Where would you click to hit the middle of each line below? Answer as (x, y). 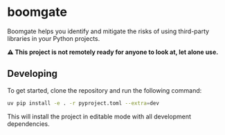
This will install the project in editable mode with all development (99, 116)
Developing (32, 74)
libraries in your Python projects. (54, 38)
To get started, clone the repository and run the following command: (105, 90)
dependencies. (28, 124)
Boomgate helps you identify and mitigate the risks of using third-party (108, 31)
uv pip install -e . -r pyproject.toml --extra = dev (83, 103)
